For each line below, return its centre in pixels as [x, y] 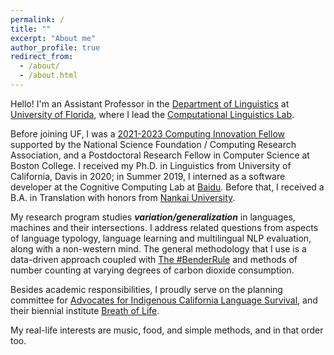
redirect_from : [42, 57]
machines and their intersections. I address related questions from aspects [164, 227]
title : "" [31, 29]
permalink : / [37, 19]
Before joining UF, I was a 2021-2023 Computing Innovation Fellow [147, 133]
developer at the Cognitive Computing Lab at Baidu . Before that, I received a [167, 187]
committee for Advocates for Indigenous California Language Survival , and [164, 300]
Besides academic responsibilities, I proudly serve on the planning [146, 289]
